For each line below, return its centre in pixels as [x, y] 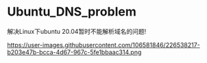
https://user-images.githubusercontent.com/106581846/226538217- [103, 45]
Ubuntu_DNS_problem [72, 12]
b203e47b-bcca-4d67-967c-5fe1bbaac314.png [74, 52]
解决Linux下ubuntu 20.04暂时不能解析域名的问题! [77, 31]
